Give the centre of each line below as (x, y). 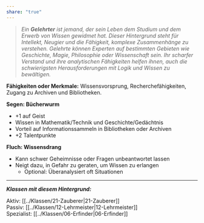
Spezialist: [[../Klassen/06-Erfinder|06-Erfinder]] (67, 213)
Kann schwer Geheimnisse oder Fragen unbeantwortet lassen (92, 159)
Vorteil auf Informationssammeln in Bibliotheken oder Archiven (93, 128)
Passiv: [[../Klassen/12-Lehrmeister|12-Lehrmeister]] (72, 207)
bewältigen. (36, 74)
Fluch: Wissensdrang (34, 147)
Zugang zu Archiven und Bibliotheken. (54, 92)
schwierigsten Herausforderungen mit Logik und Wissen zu (95, 68)
